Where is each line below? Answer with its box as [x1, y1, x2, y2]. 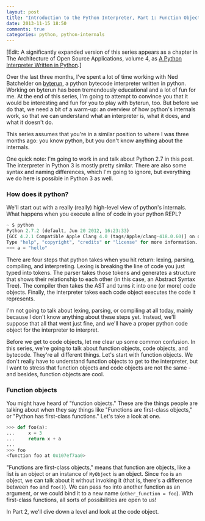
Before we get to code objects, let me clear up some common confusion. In [6, 338, 196, 345]
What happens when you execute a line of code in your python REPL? [6, 210, 181, 217]
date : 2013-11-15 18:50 [6, 20, 67, 26]
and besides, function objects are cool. [6, 370, 105, 377]
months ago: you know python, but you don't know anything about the [6, 137, 183, 144]
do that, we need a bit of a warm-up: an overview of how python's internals [6, 106, 196, 113]
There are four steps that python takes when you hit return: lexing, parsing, [6, 256, 195, 263]
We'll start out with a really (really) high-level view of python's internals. [6, 204, 187, 211]
